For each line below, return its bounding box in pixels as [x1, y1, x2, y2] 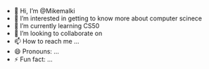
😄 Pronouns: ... [13, 47, 60, 56]
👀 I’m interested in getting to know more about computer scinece [13, 14, 203, 23]
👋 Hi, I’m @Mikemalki [13, 7, 75, 15]
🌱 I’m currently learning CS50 [13, 22, 100, 30]
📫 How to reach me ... [13, 37, 80, 45]
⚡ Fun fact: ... [13, 55, 53, 63]
